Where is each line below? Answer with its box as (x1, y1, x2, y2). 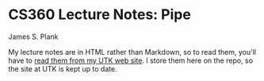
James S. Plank (8, 32, 59, 41)
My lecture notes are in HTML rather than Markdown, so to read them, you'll (8, 47, 256, 56)
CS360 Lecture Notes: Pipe (8, 6, 192, 24)
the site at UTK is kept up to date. (8, 64, 117, 73)
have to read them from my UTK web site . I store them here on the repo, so (8, 56, 254, 65)
